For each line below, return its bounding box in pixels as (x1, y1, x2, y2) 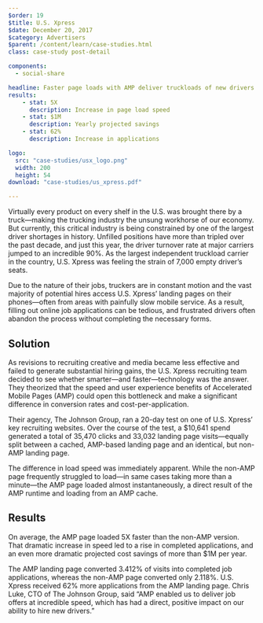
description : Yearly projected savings (28, 120, 159, 128)
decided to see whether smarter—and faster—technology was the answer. (8, 374, 250, 384)
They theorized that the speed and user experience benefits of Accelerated (8, 382, 253, 392)
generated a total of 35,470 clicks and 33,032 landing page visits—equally (8, 431, 249, 441)
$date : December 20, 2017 (8, 26, 93, 34)
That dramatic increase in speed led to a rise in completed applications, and (8, 540, 254, 550)
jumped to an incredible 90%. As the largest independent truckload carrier (8, 249, 249, 258)
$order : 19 (8, 11, 44, 20)
